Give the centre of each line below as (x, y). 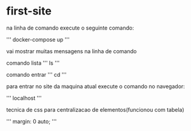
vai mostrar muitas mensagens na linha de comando (72, 51)
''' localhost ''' (24, 98)
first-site (29, 11)
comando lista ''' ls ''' (33, 63)
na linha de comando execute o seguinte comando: (70, 28)
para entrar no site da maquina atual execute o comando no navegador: (95, 86)
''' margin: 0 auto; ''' (32, 121)
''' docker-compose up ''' (38, 39)
